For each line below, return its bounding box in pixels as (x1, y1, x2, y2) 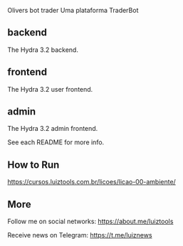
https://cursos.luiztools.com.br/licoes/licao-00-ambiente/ (7, 178, 176, 186)
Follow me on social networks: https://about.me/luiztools (7, 217, 174, 226)
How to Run (7, 159, 60, 171)
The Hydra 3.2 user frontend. (7, 85, 93, 93)
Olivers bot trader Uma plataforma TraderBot (7, 6, 139, 14)
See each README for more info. (7, 138, 105, 146)
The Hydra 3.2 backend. (7, 46, 78, 54)
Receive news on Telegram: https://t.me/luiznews (7, 231, 152, 240)
